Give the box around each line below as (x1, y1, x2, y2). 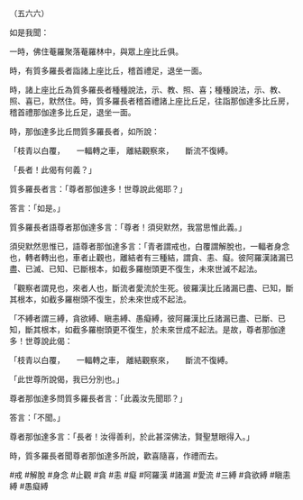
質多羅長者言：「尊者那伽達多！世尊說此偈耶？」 (9, 184, 188, 194)
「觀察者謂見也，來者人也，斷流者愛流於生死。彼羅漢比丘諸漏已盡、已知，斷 (9, 283, 294, 293)
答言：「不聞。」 (9, 413, 65, 423)
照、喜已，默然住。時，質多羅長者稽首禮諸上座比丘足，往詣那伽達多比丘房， (9, 95, 294, 106)
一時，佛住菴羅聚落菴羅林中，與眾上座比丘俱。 (9, 46, 183, 57)
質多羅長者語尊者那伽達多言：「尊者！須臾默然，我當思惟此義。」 (9, 222, 246, 232)
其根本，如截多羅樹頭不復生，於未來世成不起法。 (9, 294, 191, 305)
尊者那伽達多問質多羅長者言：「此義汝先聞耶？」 (9, 393, 188, 404)
